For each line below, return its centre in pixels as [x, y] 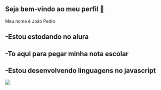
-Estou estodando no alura [47, 37]
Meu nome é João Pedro [30, 21]
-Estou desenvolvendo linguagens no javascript [80, 70]
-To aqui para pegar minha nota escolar [67, 53]
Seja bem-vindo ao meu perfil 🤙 [55, 9]
